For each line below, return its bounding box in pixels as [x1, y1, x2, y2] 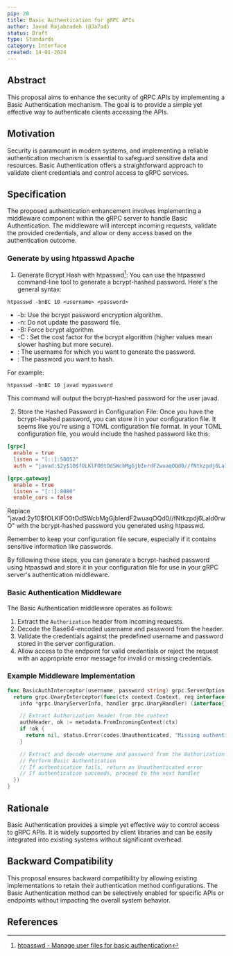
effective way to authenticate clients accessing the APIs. [7, 108, 169, 116]
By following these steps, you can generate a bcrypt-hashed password [7, 556, 210, 564]
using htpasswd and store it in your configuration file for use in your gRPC [7, 563, 218, 572]
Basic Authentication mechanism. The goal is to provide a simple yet [7, 100, 202, 108]
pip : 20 [7, 10, 30, 17]
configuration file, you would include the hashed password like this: [17, 429, 210, 438]
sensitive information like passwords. [7, 543, 113, 551]
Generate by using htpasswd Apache [7, 254, 135, 264]
